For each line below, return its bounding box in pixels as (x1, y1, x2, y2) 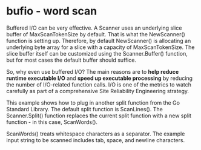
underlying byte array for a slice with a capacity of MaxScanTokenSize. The (6, 44, 195, 51)
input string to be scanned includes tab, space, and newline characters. (6, 136, 185, 143)
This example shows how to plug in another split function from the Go (6, 99, 180, 106)
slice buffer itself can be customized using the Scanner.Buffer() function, (6, 50, 188, 57)
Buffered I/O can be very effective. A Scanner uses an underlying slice (6, 24, 182, 31)
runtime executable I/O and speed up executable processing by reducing (6, 74, 193, 82)
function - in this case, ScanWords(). (6, 118, 98, 125)
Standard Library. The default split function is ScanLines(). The (6, 105, 163, 112)
